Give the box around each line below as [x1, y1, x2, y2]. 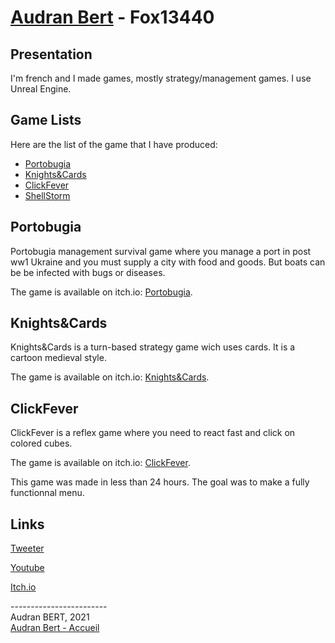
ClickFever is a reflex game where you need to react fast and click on [10, 427, 296, 439]
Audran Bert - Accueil [10, 622, 100, 634]
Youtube [10, 562, 45, 574]
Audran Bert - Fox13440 [10, 6, 215, 29]
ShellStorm [24, 189, 71, 201]
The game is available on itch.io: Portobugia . [10, 286, 193, 298]
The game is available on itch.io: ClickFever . [10, 457, 191, 469]
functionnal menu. [10, 487, 85, 499]
